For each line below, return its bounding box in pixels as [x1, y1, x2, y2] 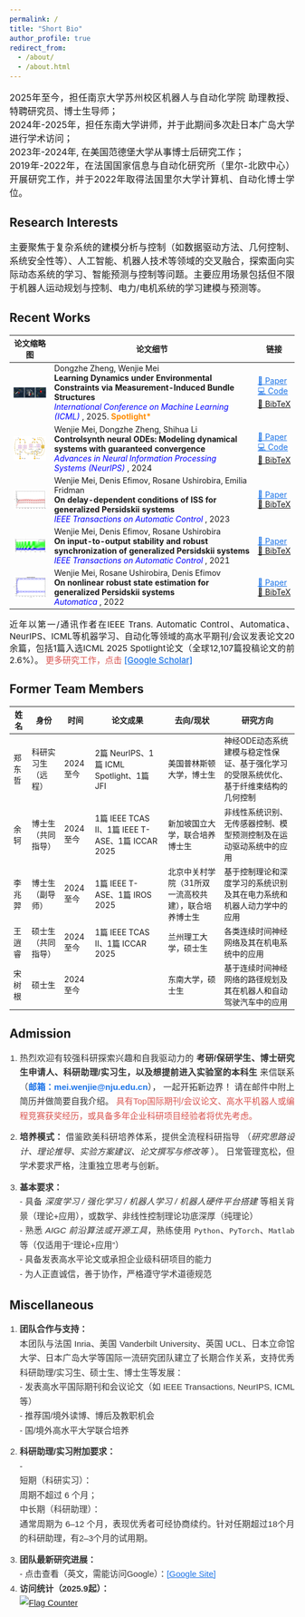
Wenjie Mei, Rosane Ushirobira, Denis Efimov [53, 568, 222, 579]
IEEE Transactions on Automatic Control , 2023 [53, 513, 231, 524]
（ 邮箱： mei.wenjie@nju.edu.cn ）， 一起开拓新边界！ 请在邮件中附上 [19, 1081, 295, 1092]
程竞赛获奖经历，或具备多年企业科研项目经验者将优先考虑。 [19, 1110, 258, 1121]
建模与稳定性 [224, 746, 272, 757]
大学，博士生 [167, 769, 216, 780]
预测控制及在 [232, 829, 281, 840]
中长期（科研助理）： [19, 1504, 101, 1515]
